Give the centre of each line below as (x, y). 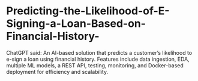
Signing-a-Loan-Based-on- (76, 24)
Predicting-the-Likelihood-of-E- (88, 11)
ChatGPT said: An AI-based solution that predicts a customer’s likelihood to (99, 52)
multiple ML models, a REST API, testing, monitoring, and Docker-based (95, 65)
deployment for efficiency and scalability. (57, 71)
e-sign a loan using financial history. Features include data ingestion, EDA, (98, 59)
